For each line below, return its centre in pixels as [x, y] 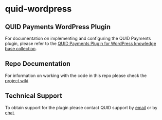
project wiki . [18, 80]
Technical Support [34, 96]
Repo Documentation [38, 64]
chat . [10, 113]
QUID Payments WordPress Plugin [58, 27]
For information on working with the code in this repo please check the [76, 75]
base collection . [21, 49]
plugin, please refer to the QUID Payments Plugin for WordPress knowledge [81, 44]
